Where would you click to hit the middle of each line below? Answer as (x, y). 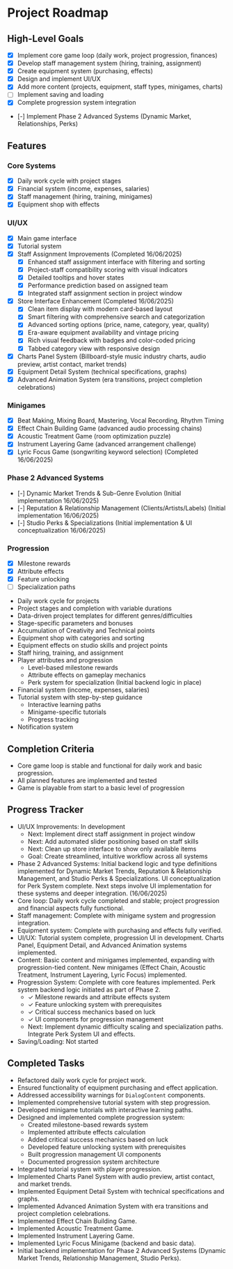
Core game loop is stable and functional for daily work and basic (110, 766)
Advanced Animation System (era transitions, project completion (110, 379)
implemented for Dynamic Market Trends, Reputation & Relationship (114, 871)
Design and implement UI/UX (59, 79)
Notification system (45, 727)
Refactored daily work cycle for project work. (82, 1080)
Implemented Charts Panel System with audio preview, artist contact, (116, 1176)
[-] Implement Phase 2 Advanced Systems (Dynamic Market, (104, 116)
